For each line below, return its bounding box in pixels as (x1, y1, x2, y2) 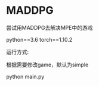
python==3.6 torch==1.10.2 (6, 36, 73, 43)
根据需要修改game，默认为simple (6, 61, 89, 68)
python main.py (6, 73, 45, 80)
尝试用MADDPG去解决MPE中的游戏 (6, 24, 93, 31)
